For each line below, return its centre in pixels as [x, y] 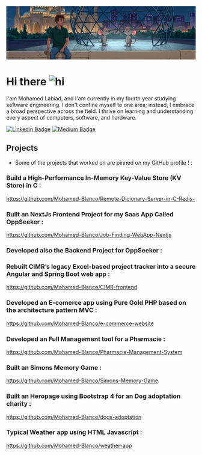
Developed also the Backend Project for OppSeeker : [84, 251]
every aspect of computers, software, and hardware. [72, 117]
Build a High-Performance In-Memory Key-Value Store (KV [94, 178]
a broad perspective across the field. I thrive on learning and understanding [100, 111]
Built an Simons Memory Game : [54, 367]
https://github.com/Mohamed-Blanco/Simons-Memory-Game [82, 380]
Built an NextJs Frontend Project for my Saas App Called [90, 214]
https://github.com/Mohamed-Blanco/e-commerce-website [80, 323]
